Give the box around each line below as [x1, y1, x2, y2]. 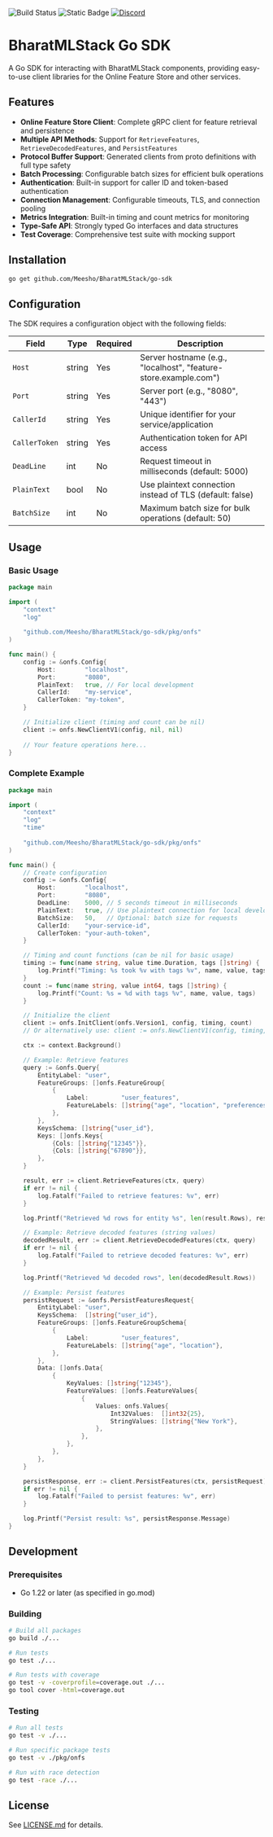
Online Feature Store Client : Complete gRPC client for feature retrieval [19, 116, 258, 126]
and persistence [19, 125, 75, 135]
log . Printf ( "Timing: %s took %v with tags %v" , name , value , [37, 967, 249, 975]
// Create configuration [23, 868, 107, 877]
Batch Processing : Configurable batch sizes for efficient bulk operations [19, 169, 264, 178]
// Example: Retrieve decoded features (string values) [23, 1229, 217, 1237]
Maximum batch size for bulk [140, 502, 250, 514]
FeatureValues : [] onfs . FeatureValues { [66, 1387, 198, 1396]
